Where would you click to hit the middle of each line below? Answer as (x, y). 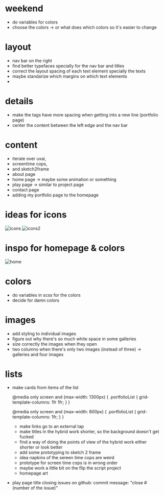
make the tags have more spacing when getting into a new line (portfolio (85, 115)
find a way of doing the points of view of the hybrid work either (83, 442)
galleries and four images (38, 354)
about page (24, 174)
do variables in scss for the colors (46, 295)
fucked (27, 437)
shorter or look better (41, 447)
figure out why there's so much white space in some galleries (74, 339)
